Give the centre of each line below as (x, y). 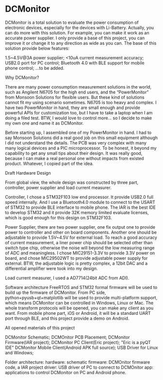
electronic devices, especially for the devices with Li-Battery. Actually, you (80, 27)
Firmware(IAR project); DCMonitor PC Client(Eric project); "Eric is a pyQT (78, 342)
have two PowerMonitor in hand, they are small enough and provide (73, 108)
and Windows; (19, 353)
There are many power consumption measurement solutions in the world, (78, 87)
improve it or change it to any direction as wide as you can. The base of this (81, 43)
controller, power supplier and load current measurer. (58, 187)
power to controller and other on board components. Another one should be (81, 232)
